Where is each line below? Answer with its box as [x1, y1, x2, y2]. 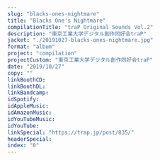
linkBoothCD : [7, 76, 46, 84]
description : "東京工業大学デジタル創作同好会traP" [7, 30, 147, 38]
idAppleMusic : [7, 103, 50, 110]
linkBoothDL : [7, 83, 46, 90]
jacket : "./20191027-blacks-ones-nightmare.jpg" [7, 37, 154, 44]
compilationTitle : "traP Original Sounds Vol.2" [7, 23, 154, 30]
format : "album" [7, 43, 55, 50]
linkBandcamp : [7, 89, 50, 96]
